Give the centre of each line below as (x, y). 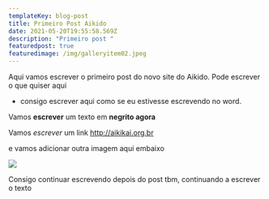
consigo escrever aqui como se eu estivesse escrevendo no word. (130, 101)
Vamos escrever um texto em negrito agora (82, 117)
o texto (20, 188)
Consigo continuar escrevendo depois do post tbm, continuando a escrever (134, 179)
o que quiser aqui (38, 85)
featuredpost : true (41, 46)
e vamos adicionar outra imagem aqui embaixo (86, 148)
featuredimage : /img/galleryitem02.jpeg (78, 54)
